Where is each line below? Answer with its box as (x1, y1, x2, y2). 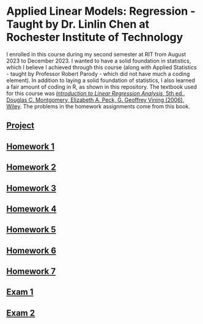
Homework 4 (6, 203, 57, 214)
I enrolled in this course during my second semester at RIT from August (6, 50, 186, 58)
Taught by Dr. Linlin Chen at (6, 17, 150, 31)
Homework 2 (6, 162, 56, 173)
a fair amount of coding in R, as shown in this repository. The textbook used (6, 83, 197, 90)
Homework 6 (6, 245, 57, 255)
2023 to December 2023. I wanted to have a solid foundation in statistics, (6, 57, 191, 64)
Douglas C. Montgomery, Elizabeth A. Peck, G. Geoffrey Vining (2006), (6, 96, 185, 104)
